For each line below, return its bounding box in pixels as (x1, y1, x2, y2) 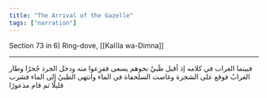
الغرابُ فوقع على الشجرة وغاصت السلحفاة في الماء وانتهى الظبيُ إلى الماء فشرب (9, 72, 250, 81)
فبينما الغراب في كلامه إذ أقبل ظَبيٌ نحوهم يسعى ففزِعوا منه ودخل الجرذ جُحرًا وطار (9, 63, 253, 73)
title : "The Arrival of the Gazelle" (9, 11, 134, 20)
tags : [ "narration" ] (9, 19, 78, 27)
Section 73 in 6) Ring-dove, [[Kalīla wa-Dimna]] (9, 40, 165, 50)
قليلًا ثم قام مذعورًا (9, 80, 64, 89)
